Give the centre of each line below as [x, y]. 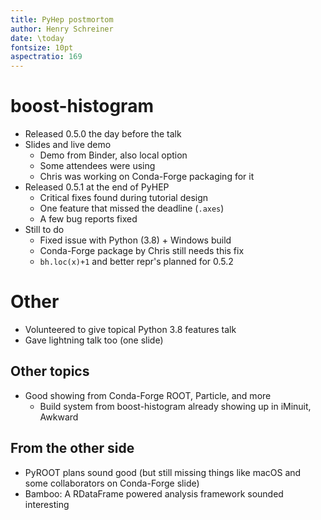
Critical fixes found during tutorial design [124, 198]
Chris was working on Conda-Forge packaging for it [147, 177]
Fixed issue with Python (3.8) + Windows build [135, 240]
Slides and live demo [68, 145]
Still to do [44, 230]
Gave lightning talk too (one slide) [94, 340]
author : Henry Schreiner [62, 29]
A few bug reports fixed [88, 219]
